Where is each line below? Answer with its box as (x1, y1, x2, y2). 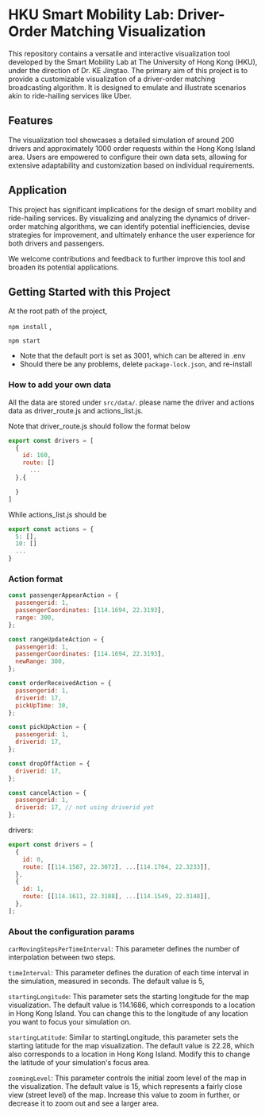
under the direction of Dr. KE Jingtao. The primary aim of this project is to (8, 65, 248, 75)
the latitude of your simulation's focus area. (8, 1058, 151, 1068)
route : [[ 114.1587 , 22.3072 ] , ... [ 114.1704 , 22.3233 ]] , (22, 862, 212, 871)
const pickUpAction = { (8, 723, 87, 731)
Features (8, 114, 53, 128)
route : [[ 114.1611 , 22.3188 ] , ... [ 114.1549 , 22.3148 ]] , (22, 893, 212, 901)
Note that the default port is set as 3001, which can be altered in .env (19, 351, 246, 361)
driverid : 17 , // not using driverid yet (15, 804, 155, 812)
